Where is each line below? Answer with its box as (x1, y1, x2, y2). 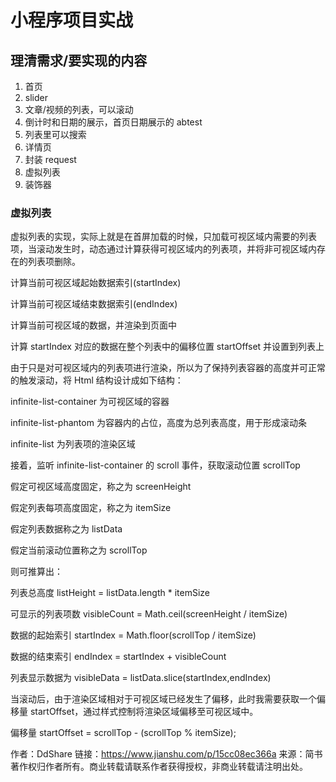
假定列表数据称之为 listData (10, 523, 123, 535)
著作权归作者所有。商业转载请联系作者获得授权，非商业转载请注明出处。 (10, 761, 308, 773)
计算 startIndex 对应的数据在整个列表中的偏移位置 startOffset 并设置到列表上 (10, 341, 325, 353)
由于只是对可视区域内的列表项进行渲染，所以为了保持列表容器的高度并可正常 (10, 362, 326, 374)
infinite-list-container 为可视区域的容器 (10, 396, 170, 408)
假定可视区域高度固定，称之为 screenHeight (10, 481, 192, 493)
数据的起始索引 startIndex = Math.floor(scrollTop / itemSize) (10, 629, 257, 641)
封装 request (24, 154, 77, 165)
